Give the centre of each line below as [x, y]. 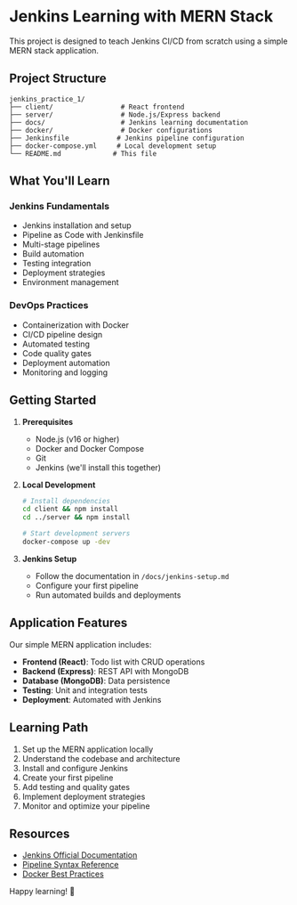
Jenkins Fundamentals [59, 207]
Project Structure [58, 79]
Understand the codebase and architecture [101, 758]
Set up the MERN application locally [88, 749]
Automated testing [56, 344]
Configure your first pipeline [87, 585]
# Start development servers [76, 534]
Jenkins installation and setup [76, 225]
